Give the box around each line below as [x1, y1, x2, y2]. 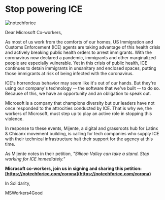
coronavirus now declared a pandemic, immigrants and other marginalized [5, 54, 156, 60]
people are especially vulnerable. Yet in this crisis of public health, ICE [5, 60, 148, 66]
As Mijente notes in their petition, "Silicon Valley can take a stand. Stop [5, 151, 150, 157]
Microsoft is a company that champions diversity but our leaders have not [5, 100, 155, 106]
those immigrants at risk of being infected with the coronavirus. [5, 70, 134, 76]
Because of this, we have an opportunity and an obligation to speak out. [5, 90, 151, 96]
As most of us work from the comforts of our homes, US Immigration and [5, 39, 154, 45]
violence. [5, 116, 24, 121]
